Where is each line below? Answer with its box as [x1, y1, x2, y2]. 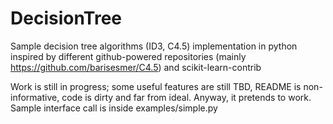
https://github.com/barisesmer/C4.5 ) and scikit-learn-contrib [10, 61, 262, 73]
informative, [10, 91, 60, 103]
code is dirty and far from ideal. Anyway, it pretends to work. [61, 91, 312, 103]
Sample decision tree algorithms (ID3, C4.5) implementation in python [10, 40, 298, 52]
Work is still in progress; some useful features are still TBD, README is [10, 80, 302, 92]
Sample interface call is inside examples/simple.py [10, 102, 218, 114]
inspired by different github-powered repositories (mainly [10, 50, 247, 62]
